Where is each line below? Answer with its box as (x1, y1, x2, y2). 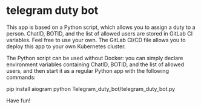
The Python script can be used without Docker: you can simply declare (6, 54, 183, 61)
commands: (6, 73, 36, 81)
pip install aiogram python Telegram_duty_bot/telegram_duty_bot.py (6, 85, 176, 92)
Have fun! (6, 97, 31, 104)
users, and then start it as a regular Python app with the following (6, 67, 170, 74)
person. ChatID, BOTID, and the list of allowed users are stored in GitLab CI (6, 30, 193, 37)
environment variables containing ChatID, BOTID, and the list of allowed (6, 61, 185, 68)
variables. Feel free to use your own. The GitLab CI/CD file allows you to (6, 36, 186, 43)
